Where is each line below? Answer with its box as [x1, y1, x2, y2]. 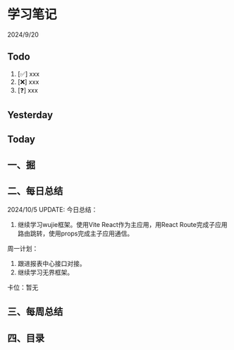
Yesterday [7, 109, 54, 121]
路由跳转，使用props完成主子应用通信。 [17, 229, 134, 238]
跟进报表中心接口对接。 [17, 259, 86, 267]
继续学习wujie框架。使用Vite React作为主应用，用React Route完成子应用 [17, 220, 228, 228]
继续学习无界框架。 [17, 268, 74, 276]
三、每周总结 [7, 305, 63, 318]
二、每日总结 [7, 185, 63, 197]
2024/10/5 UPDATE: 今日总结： [7, 205, 98, 214]
